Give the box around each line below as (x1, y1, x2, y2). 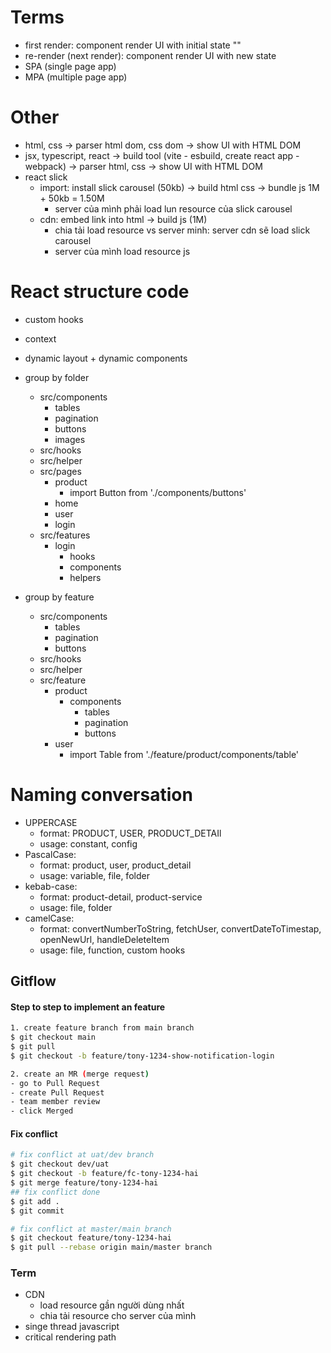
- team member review (10, 1097, 101, 1107)
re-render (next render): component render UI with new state (24, 49, 277, 61)
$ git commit (10, 1206, 65, 1216)
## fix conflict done (10, 1187, 101, 1197)
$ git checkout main (10, 1032, 97, 1043)
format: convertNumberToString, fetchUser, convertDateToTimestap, (39, 922, 322, 935)
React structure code (10, 281, 190, 303)
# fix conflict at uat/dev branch (10, 1150, 155, 1160)
